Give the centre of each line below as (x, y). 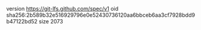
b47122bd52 (22, 21)
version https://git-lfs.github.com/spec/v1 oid (62, 9)
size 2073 (51, 21)
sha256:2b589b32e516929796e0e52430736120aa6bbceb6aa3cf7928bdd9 (101, 15)
